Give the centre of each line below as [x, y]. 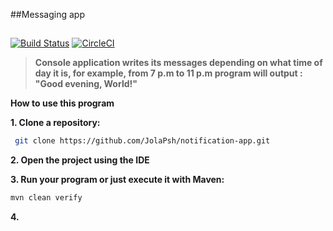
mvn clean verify [46, 198]
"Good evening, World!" [86, 84]
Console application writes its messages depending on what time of [178, 63]
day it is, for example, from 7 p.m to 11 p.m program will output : [168, 73]
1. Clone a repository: [55, 123]
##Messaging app [47, 14]
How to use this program [62, 103]
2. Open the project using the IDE [80, 160]
